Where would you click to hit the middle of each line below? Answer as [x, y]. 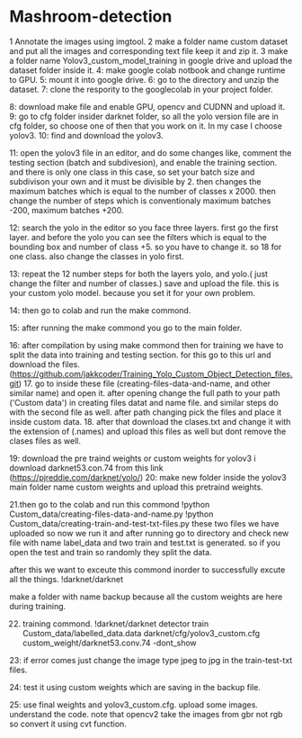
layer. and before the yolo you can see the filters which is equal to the [138, 237]
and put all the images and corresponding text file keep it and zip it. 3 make [149, 50]
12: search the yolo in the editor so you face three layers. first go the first [144, 228]
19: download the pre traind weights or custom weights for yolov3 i [133, 458]
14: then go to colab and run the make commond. [100, 310]
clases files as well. [45, 441]
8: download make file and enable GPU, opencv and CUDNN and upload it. [147, 106]
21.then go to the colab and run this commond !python [110, 504]
